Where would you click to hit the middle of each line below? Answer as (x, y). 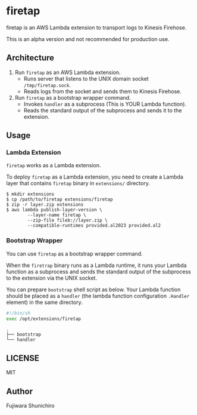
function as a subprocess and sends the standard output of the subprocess (99, 271)
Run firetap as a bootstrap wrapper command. (73, 97)
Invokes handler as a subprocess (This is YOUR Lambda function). (105, 104)
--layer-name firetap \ (57, 215)
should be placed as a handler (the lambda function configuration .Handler (98, 296)
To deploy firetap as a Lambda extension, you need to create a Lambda (95, 177)
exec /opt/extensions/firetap (44, 319)
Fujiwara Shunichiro (30, 406)
